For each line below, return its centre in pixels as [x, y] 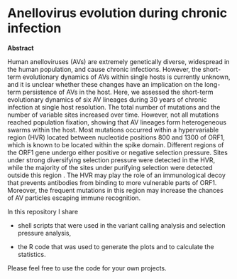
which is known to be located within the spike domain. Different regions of [116, 144]
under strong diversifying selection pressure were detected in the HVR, [111, 160]
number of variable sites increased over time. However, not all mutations [113, 115]
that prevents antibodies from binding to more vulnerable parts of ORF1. [112, 182]
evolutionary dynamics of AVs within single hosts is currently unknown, [126, 77]
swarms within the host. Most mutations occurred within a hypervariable [113, 130]
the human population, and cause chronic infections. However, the [104, 69]
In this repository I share [43, 211]
